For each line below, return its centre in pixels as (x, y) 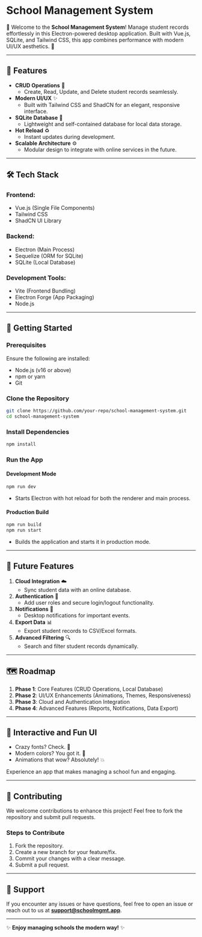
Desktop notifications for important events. (77, 615)
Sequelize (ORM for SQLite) (49, 255)
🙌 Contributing (34, 796)
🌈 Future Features (40, 566)
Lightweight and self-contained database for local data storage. (103, 124)
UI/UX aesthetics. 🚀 (31, 46)
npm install (21, 444)
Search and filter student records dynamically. (81, 646)
